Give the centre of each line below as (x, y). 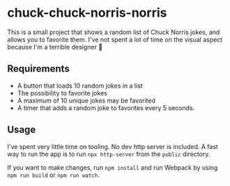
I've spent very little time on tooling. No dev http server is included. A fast (113, 146)
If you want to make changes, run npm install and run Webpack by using (113, 167)
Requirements (38, 69)
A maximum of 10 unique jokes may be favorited (86, 100)
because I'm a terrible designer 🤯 (55, 47)
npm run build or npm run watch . (53, 175)
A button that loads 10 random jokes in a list (80, 86)
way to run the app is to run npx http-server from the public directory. (109, 154)
